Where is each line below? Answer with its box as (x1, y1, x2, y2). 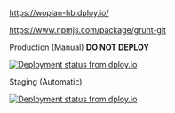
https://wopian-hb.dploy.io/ (9, 8, 109, 18)
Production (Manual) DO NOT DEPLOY (9, 42, 149, 52)
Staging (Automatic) (9, 77, 83, 87)
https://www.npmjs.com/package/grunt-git (9, 25, 167, 35)
